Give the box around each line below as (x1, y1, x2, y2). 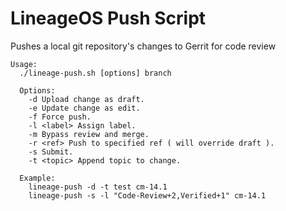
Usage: (10, 59, 38, 69)
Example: (19, 173, 56, 183)
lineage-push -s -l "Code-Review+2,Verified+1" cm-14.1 (28, 190, 267, 201)
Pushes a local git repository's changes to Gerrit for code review (10, 40, 277, 52)
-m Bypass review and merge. (28, 129, 150, 139)
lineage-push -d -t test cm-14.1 (28, 182, 168, 192)
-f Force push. (28, 112, 92, 122)
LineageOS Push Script (10, 7, 207, 30)
